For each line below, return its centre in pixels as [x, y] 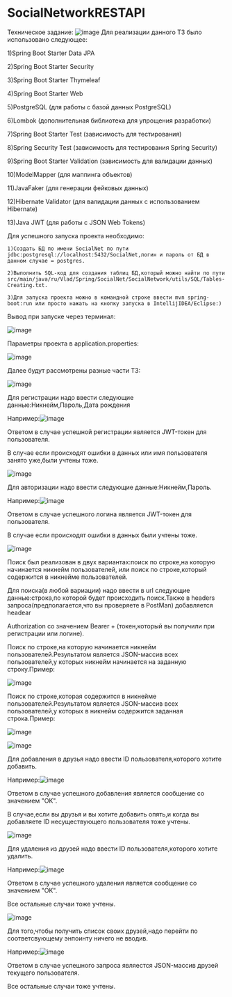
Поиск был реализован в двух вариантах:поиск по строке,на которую [111, 562]
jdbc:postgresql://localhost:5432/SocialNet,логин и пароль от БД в [108, 255]
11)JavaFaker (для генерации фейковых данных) [78, 188]
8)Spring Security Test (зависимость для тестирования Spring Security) [112, 147]
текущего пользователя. [43, 973]
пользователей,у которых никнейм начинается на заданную [97, 662]
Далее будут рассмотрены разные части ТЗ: [74, 370]
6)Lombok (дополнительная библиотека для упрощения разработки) [109, 121]
